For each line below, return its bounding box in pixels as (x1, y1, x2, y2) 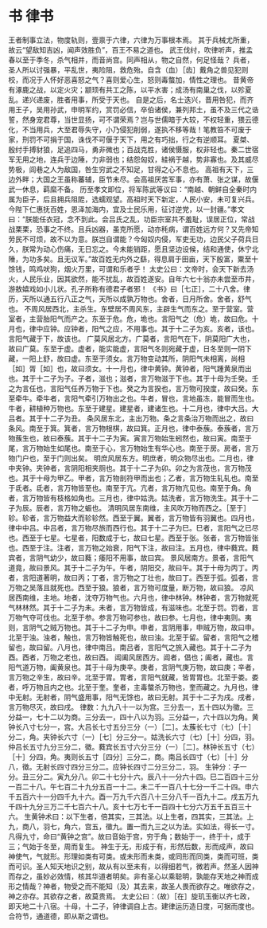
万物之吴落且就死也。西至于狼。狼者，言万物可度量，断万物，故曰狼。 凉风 (8, 582, 254, 592)
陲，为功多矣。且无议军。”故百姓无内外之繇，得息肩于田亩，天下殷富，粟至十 (8, 254, 259, 264)
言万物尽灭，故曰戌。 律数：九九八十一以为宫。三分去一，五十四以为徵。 (8, 702, 247, 711)
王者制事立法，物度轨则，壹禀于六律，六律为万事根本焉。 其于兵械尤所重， (8, 35, 254, 45)
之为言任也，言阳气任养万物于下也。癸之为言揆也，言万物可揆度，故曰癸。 (8, 383, 252, 393)
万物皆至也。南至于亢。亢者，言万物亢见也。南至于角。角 (63, 483, 252, 492)
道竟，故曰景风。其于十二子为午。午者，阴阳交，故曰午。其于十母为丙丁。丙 (8, 562, 259, 572)
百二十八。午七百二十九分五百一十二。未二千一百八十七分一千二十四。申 (14, 781, 252, 791)
